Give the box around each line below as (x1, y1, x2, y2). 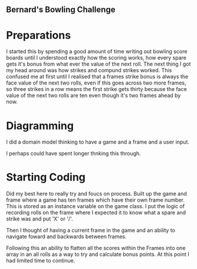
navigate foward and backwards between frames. (6, 233, 127, 240)
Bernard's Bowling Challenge (6, 5, 116, 15)
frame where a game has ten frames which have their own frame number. (6, 196, 185, 203)
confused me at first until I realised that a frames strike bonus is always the (6, 73, 189, 80)
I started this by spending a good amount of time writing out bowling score (6, 48, 188, 55)
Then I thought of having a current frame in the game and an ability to (6, 227, 176, 234)
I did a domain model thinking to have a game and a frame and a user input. (6, 138, 190, 145)
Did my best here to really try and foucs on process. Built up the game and (6, 190, 187, 197)
